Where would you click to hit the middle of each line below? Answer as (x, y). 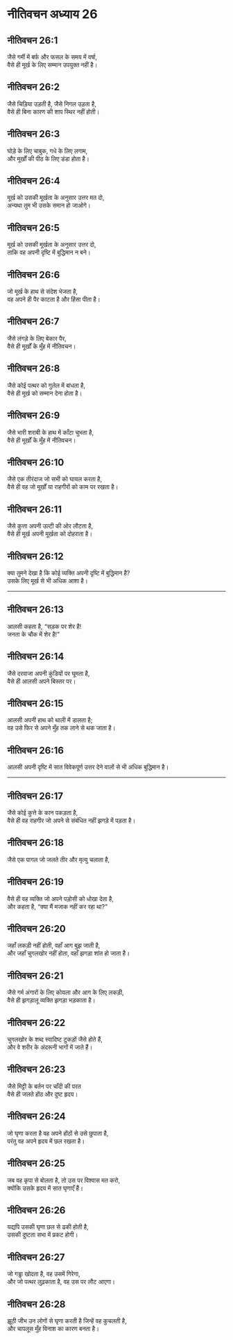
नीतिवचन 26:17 (35, 796)
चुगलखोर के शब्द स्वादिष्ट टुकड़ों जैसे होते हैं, (55, 1039)
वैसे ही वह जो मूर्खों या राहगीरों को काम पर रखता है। (63, 487)
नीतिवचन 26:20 (36, 929)
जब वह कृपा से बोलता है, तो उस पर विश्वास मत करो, (64, 1180)
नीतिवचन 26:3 (34, 134)
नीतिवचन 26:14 (36, 657)
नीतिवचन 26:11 (35, 509)
